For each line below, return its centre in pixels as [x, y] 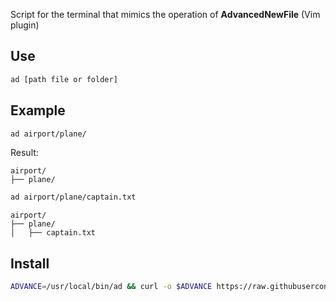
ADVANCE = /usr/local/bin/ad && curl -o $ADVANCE [111, 287]
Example [38, 110]
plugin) [25, 25]
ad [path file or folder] [64, 79]
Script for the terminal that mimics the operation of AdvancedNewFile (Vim [165, 14]
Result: [24, 153]
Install [30, 263]
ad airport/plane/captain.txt [73, 197]
